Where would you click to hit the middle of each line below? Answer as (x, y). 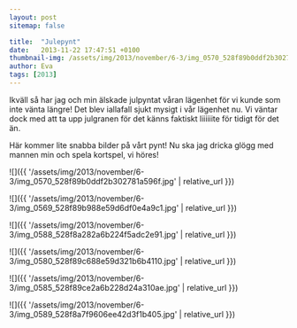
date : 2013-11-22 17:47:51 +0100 (75, 50)
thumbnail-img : (37, 59)
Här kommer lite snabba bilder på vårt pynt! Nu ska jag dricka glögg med (141, 145)
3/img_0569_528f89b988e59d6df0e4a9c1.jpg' (94, 207)
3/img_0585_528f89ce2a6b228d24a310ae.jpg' (95, 287)
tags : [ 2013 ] (33, 75)
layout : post (33, 17)
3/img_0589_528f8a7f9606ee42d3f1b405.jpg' (93, 314)
